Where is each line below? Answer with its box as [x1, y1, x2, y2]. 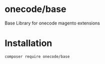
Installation [4, 37, 52, 49]
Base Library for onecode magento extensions [4, 20, 100, 26]
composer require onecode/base [4, 54, 70, 59]
